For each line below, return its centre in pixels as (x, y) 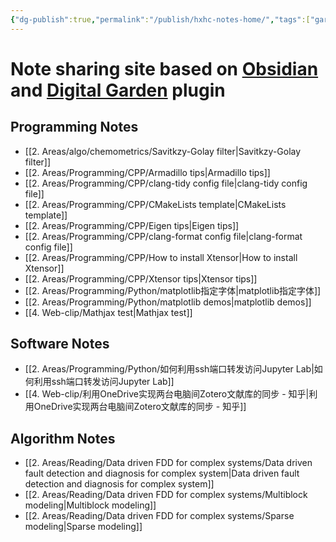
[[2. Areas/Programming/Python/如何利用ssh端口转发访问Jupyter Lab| (169, 369)
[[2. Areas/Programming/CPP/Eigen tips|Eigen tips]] (132, 225)
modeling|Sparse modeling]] (83, 527)
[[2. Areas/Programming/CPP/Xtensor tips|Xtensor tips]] (141, 278)
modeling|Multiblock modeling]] (90, 505)
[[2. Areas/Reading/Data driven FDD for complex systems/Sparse (159, 516)
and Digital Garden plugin (118, 90)
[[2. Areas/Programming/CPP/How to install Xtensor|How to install (161, 257)
